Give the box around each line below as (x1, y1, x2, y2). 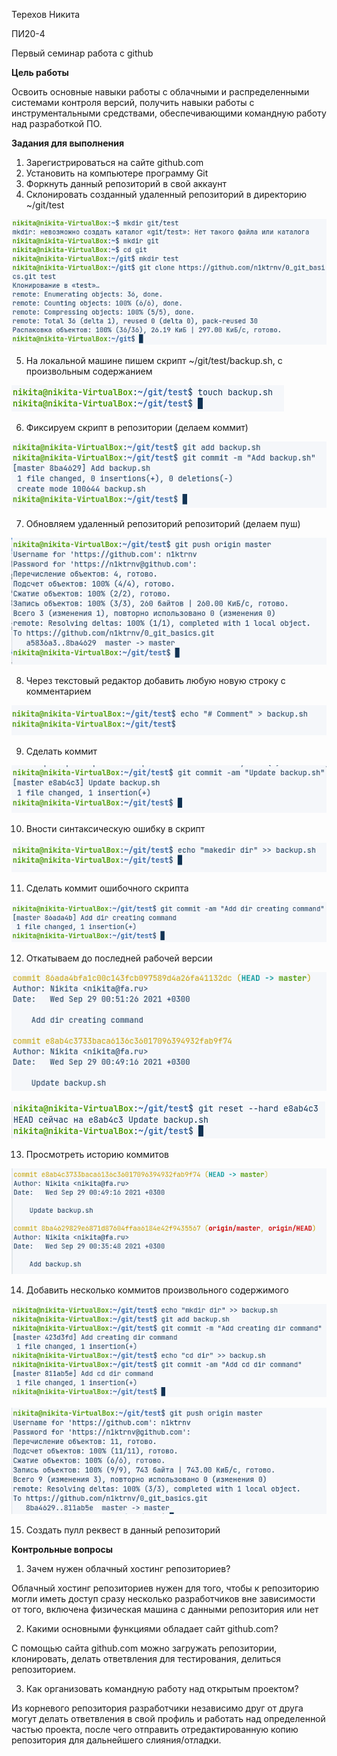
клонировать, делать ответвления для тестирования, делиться (11, 1653, 282, 1665)
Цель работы (11, 67, 69, 78)
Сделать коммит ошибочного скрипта (25, 882, 189, 894)
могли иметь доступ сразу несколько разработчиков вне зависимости (11, 1593, 316, 1605)
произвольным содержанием (25, 365, 153, 377)
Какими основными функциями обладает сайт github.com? (25, 1623, 279, 1635)
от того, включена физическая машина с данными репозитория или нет (11, 1604, 319, 1616)
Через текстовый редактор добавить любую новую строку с (25, 674, 286, 686)
